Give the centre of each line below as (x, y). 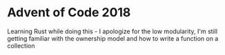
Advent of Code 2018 (69, 13)
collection (21, 45)
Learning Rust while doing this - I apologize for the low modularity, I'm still (112, 31)
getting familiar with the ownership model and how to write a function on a (113, 38)
